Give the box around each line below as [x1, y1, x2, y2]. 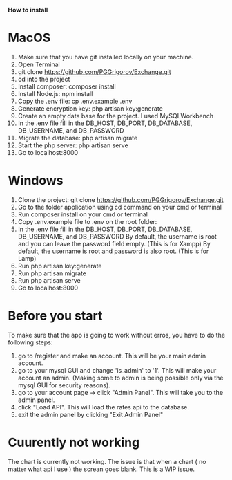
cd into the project [17, 75, 70, 83]
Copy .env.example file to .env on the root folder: [17, 217, 157, 225]
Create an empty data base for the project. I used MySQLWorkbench [17, 111, 214, 120]
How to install [8, 6, 48, 14]
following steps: [8, 338, 53, 347]
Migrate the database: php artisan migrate [17, 133, 138, 142]
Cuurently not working [8, 435, 140, 450]
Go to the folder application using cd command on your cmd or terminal [17, 203, 222, 211]
